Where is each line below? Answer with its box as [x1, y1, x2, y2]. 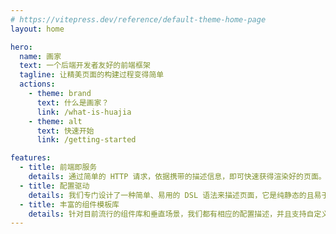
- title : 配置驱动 [19, 181, 90, 191]
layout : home [10, 24, 65, 34]
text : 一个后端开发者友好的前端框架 [19, 61, 151, 71]
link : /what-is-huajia [36, 107, 132, 117]
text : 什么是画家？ [36, 97, 110, 108]
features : [10, 153, 52, 163]
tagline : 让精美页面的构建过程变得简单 [19, 70, 165, 80]
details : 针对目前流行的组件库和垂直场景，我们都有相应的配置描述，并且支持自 [28, 209, 315, 219]
